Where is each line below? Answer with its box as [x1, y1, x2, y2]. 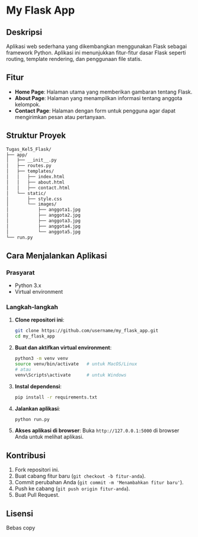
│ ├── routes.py [6, 163, 52, 169]
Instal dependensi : [14, 382, 62, 390]
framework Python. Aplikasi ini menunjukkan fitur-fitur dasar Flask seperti [6, 49, 186, 56]
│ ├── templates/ [6, 168, 55, 175]
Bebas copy [6, 525, 36, 532]
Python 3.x [14, 282, 41, 289]
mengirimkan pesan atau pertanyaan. [14, 113, 106, 120]
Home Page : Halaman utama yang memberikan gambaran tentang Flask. [14, 88, 193, 95]
